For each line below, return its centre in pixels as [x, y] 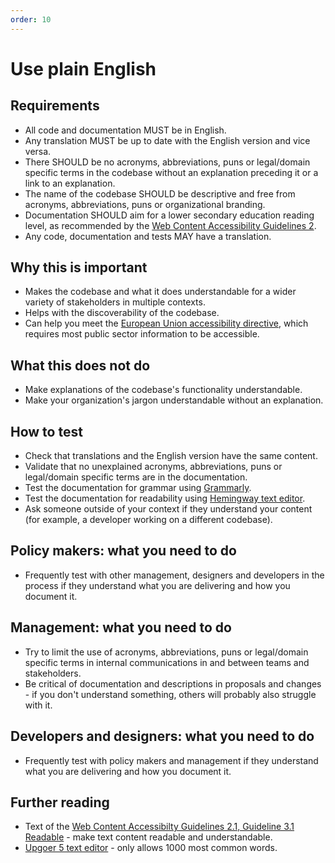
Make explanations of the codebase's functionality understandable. [163, 390]
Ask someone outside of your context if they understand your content [168, 509]
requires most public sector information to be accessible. [142, 334]
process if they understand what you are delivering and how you [157, 585]
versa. [38, 151]
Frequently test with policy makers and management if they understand [171, 760]
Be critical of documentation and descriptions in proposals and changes [173, 683]
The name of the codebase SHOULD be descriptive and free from [160, 193]
